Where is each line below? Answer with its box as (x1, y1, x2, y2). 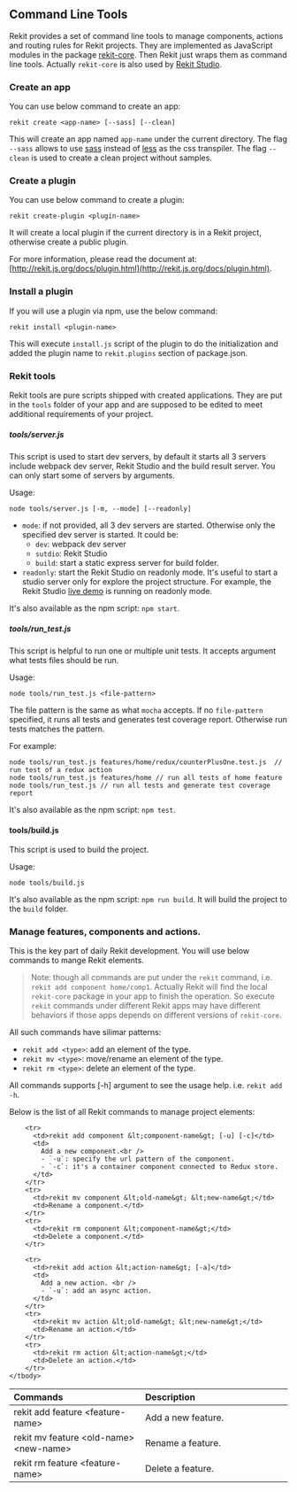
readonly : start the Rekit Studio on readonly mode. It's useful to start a (21, 567, 278, 577)
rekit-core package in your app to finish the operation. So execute (30, 991, 276, 1001)
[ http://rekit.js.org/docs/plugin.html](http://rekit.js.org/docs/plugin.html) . (9, 263, 272, 274)
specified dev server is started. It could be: (21, 529, 179, 539)
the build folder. (9, 903, 69, 915)
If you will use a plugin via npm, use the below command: (9, 305, 218, 316)
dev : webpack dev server (34, 538, 126, 549)
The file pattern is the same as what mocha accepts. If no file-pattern (9, 704, 263, 715)
